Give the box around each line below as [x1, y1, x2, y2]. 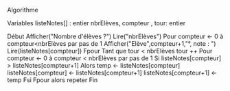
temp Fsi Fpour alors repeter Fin [7, 76, 98, 84]
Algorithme [7, 6, 39, 14]
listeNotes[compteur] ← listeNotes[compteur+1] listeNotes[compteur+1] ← [7, 68, 218, 77]
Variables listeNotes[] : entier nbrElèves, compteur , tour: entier [7, 19, 186, 27]
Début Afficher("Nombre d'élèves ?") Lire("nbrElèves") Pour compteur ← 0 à [7, 32, 224, 40]
